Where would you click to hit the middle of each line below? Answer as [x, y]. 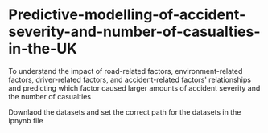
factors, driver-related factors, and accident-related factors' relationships [130, 79]
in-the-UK [43, 49]
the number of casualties [49, 96]
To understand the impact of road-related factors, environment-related [126, 71]
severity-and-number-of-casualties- [134, 32]
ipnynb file [26, 120]
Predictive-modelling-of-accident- [127, 15]
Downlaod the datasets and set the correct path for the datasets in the [125, 112]
